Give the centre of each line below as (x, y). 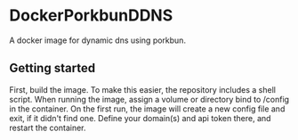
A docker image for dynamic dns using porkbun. (98, 40)
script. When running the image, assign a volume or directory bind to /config (149, 99)
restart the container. (48, 128)
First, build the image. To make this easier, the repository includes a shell (142, 89)
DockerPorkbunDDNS (91, 16)
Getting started (52, 68)
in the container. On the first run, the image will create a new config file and (147, 109)
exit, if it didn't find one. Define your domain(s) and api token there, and (140, 118)
